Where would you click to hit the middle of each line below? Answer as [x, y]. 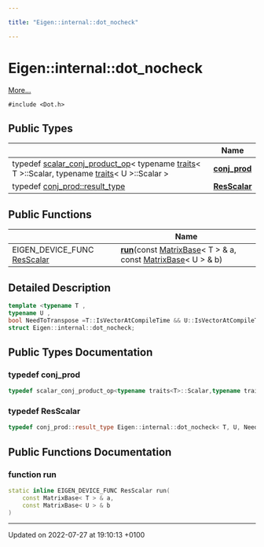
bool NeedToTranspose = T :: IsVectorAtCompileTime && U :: [101, 320]
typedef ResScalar [44, 411]
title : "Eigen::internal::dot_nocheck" [73, 22]
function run [33, 475]
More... [20, 90]
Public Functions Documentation [90, 452]
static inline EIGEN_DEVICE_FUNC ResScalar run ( [89, 490]
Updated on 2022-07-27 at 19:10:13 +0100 [77, 535]
